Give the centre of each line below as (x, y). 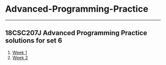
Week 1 (20, 52)
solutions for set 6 (34, 41)
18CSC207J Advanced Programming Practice (76, 33)
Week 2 (20, 58)
